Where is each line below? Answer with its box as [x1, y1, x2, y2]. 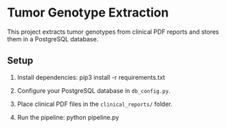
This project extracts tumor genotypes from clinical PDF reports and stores [7, 28, 219, 36]
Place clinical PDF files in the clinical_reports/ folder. [16, 100, 173, 108]
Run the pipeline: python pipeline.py [16, 113, 120, 121]
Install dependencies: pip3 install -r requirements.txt [16, 73, 166, 81]
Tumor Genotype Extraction [7, 5, 169, 21]
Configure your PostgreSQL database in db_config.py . [16, 86, 170, 94]
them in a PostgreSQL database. [7, 34, 99, 43]
